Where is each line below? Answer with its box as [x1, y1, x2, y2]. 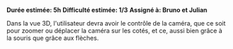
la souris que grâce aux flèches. [6, 34, 99, 42]
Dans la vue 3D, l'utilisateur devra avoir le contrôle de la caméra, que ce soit [6, 19, 226, 27]
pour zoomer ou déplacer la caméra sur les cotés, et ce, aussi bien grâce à [6, 27, 223, 35]
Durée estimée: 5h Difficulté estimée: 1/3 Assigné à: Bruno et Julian [6, 6, 208, 14]
